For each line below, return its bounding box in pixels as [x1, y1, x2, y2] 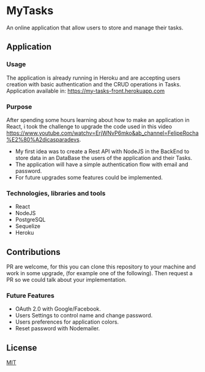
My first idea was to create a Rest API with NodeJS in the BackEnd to [15, 148, 190, 155]
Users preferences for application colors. [15, 318, 119, 325]
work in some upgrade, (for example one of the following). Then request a [6, 270, 193, 277]
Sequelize [15, 222, 41, 230]
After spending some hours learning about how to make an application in [6, 116, 190, 123]
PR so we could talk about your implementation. [6, 276, 127, 284]
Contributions [6, 246, 61, 257]
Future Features [6, 291, 55, 300]
